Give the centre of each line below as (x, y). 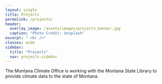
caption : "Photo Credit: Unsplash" (47, 33)
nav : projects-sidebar (34, 57)
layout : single (21, 10)
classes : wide (20, 43)
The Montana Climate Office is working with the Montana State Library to (81, 71)
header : (13, 24)
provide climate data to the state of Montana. (52, 76)
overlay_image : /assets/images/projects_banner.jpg (65, 29)
